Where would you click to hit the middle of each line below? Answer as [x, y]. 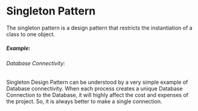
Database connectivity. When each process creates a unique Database [94, 88]
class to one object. [31, 34]
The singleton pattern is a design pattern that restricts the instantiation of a [99, 28]
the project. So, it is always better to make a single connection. [84, 101]
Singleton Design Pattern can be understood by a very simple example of [97, 82]
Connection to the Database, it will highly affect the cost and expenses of [97, 95]
